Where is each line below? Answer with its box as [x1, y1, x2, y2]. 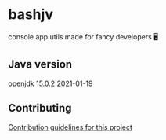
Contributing [8, 101, 72, 115]
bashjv [8, 6, 53, 24]
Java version [8, 57, 73, 72]
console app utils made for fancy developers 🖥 [8, 31, 159, 41]
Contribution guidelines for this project [8, 122, 133, 131]
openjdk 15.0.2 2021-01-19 [8, 79, 93, 88]
